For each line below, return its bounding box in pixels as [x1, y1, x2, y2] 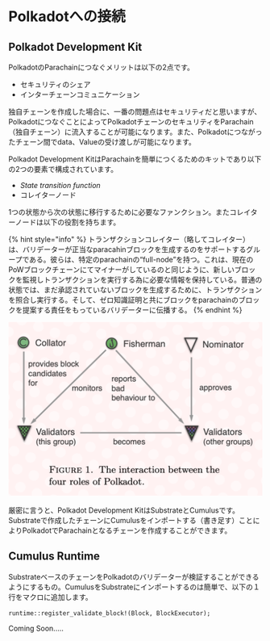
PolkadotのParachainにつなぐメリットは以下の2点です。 [8, 62, 195, 72]
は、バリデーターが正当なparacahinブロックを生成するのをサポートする [8, 245, 247, 254]
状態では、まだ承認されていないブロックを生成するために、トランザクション [8, 285, 263, 295]
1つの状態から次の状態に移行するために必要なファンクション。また [8, 207, 230, 216]
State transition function [19, 181, 101, 190]
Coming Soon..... [8, 623, 64, 633]
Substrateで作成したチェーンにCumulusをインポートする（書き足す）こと [8, 516, 253, 525]
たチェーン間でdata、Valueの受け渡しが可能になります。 [8, 137, 196, 146]
